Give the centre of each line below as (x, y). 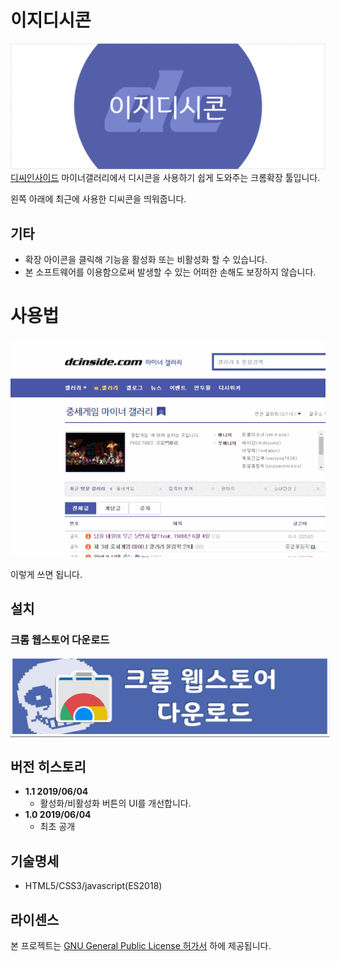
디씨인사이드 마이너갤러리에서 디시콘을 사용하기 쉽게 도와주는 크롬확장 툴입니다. (165, 178)
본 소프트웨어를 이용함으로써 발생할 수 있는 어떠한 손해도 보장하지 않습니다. (170, 272)
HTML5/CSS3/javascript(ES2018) (93, 886)
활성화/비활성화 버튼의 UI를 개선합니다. (115, 803)
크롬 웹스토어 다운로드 (60, 640)
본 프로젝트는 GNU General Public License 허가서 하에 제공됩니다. (141, 945)
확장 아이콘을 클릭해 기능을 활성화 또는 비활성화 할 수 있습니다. (146, 260)
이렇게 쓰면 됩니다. (46, 574)
